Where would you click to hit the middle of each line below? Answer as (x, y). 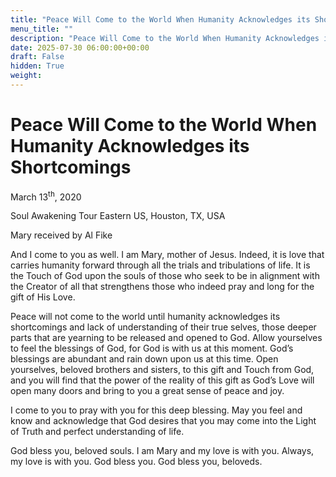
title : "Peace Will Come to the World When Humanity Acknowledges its (160, 19)
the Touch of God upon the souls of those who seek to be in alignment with (165, 276)
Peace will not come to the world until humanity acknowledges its (145, 317)
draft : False (37, 57)
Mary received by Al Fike (61, 235)
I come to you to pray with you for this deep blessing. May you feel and (156, 410)
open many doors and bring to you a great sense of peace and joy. (147, 391)
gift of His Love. (43, 297)
